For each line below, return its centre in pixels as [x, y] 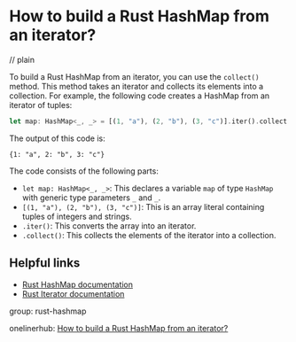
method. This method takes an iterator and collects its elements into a [136, 86]
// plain [22, 59]
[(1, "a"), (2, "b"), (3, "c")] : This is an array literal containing [143, 206]
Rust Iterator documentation [73, 293]
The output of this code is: [58, 138]
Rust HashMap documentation [78, 284]
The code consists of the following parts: [84, 171]
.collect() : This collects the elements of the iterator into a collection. [149, 235]
